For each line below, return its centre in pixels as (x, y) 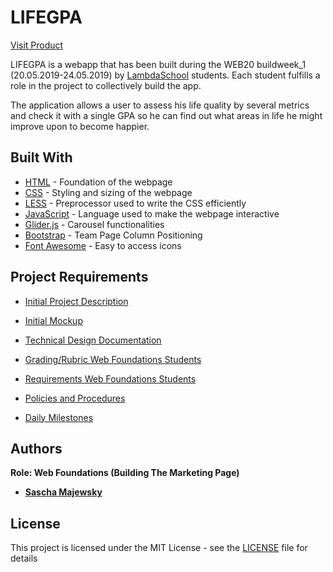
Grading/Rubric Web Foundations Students (113, 359)
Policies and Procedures (75, 398)
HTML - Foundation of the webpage (98, 182)
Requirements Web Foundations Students (110, 378)
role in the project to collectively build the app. (106, 85)
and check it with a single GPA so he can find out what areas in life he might (166, 115)
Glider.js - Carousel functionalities (94, 224)
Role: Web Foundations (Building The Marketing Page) (125, 473)
